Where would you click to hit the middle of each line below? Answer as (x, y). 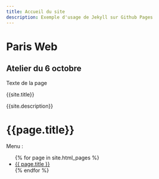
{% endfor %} (32, 171)
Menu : (15, 146)
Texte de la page (27, 83)
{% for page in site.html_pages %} (57, 158)
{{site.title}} (20, 94)
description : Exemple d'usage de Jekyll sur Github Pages (79, 17)
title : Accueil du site (36, 12)
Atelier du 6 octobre (44, 69)
